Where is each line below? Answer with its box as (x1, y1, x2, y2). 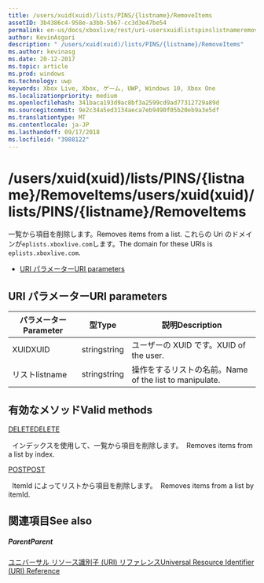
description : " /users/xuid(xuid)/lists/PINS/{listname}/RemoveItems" (8, 41, 244, 49)
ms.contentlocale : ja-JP (8, 121, 90, 129)
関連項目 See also (8, 515, 93, 528)
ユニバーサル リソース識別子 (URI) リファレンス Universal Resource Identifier (8, 558, 255, 567)
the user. (131, 350, 165, 361)
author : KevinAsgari (8, 33, 76, 42)
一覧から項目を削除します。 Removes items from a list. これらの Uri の (8, 229, 233, 239)
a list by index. (8, 450, 55, 459)
